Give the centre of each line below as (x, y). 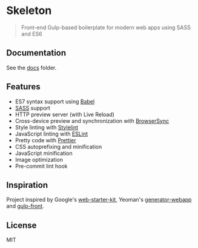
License (21, 225)
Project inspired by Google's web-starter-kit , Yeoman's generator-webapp (99, 200)
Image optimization (39, 159)
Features (23, 87)
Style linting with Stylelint (47, 127)
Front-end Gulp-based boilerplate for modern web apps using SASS (106, 27)
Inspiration (27, 185)
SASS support (32, 108)
